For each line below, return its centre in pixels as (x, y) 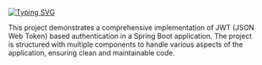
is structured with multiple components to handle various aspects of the (126, 44)
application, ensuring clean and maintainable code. (92, 53)
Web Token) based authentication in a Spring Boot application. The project (130, 36)
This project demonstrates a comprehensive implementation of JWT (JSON (131, 27)
